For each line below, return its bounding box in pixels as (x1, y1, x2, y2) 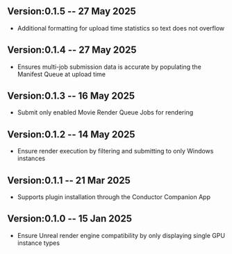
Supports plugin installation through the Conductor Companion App (17, 193, 210, 201)
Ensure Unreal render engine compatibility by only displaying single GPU (17, 231, 226, 239)
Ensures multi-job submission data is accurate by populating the (17, 62, 201, 71)
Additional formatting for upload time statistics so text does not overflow (17, 24, 224, 32)
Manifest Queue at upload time (17, 69, 106, 78)
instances (17, 154, 46, 162)
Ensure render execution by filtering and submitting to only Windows (17, 147, 214, 155)
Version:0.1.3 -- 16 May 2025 (7, 90, 135, 102)
